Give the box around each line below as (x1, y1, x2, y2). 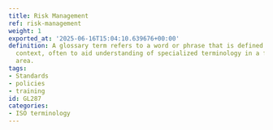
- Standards (8, 72, 49, 80)
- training (8, 86, 45, 95)
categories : (8, 102, 49, 110)
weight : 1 (8, 27, 42, 35)
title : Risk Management (8, 11, 89, 20)
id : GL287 (8, 94, 42, 103)
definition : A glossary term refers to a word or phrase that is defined (8, 42, 264, 50)
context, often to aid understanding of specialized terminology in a (15, 49, 260, 57)
